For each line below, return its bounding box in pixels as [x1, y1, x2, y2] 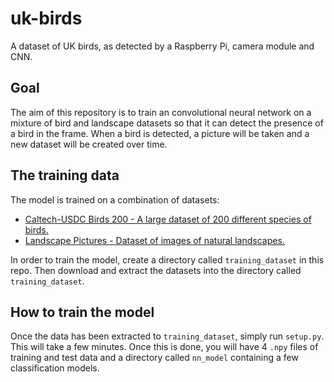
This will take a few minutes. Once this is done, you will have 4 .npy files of [10, 341, 319, 353]
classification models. [10, 362, 100, 374]
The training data [10, 167, 120, 184]
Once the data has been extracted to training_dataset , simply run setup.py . [10, 330, 325, 342]
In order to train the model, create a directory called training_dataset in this [10, 253, 325, 266]
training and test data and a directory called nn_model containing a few [10, 352, 299, 364]
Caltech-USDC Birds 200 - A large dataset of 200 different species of [24, 213, 312, 225]
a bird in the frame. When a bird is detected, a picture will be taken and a [10, 127, 310, 139]
